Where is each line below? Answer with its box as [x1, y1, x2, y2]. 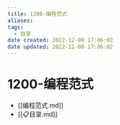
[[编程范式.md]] [17, 101, 64, 109]
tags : [7, 23, 24, 31]
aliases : [7, 17, 34, 24]
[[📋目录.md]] [17, 109, 58, 118]
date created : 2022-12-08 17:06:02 [7, 37, 114, 44]
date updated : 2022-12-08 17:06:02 [7, 43, 114, 50]
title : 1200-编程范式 [7, 10, 68, 18]
